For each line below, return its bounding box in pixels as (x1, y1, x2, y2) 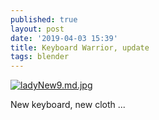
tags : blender (10, 52, 70, 62)
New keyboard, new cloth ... (10, 99, 126, 111)
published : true (10, 14, 78, 25)
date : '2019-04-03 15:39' (10, 33, 118, 43)
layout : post (10, 24, 65, 34)
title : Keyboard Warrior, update (10, 42, 150, 53)
